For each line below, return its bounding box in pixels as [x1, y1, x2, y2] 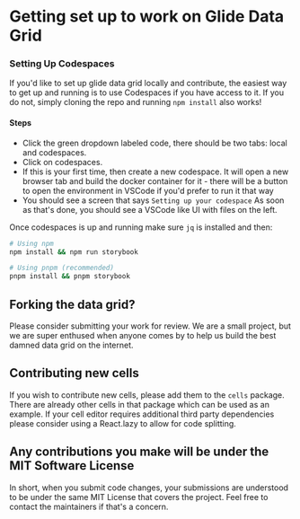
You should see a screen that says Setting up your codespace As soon [22, 195, 285, 206]
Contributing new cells [9, 365, 139, 381]
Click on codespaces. [22, 156, 103, 167]
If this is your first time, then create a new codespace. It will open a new [22, 166, 289, 177]
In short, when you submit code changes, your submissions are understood [9, 482, 289, 493]
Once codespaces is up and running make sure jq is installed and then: [9, 222, 273, 233]
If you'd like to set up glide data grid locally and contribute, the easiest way [9, 78, 287, 89]
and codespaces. [22, 146, 87, 158]
